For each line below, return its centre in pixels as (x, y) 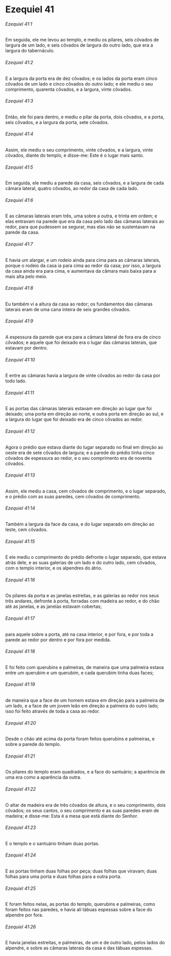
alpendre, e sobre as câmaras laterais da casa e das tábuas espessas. (79, 948)
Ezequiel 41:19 (20, 684)
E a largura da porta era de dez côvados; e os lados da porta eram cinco (81, 78)
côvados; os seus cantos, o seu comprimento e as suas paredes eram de (82, 810)
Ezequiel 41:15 (20, 541)
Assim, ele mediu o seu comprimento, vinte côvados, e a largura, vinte (79, 150)
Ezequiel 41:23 (21, 828)
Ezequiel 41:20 (21, 723)
